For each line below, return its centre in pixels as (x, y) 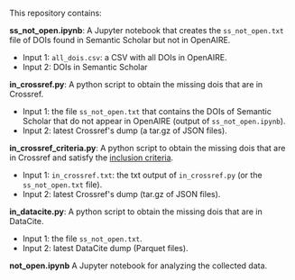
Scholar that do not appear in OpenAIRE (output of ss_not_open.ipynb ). (154, 121)
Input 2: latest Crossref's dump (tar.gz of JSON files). (121, 194)
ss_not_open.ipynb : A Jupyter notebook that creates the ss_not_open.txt (147, 30)
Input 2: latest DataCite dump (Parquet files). (105, 248)
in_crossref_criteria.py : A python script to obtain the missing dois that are (147, 148)
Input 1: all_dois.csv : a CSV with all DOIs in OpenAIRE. (124, 57)
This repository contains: (55, 13)
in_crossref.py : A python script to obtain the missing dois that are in (136, 84)
